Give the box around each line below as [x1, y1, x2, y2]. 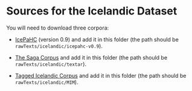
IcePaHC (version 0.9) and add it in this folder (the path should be [14, 36, 179, 43]
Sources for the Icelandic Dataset [6, 4, 178, 18]
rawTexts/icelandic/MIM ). [14, 78, 78, 86]
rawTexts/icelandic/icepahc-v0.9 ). [14, 42, 103, 49]
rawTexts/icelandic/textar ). [14, 60, 86, 67]
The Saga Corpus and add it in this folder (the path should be [14, 54, 168, 61]
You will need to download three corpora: [6, 24, 109, 31]
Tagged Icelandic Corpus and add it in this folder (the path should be [14, 72, 187, 79]
